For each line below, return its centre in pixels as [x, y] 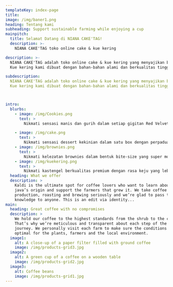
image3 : [18, 266]
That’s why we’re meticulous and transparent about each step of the [91, 224]
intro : [12, 104]
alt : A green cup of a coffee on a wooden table [68, 257]
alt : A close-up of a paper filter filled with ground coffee [83, 243]
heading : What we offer [35, 176]
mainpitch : [17, 34]
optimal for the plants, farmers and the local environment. [81, 233]
